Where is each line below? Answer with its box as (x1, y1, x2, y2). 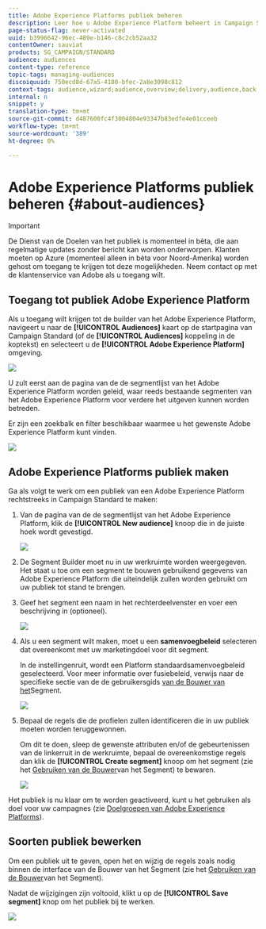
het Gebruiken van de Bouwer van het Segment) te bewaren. (19, 765, 216, 774)
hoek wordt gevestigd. (19, 527, 93, 536)
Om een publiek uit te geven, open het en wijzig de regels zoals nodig (8, 856, 236, 866)
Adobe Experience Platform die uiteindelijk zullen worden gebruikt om (19, 574, 248, 584)
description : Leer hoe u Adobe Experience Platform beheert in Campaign (8, 19, 253, 27)
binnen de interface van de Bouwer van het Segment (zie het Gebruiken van (8, 864, 256, 873)
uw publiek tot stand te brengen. (19, 582, 127, 592)
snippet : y (8, 100, 44, 108)
